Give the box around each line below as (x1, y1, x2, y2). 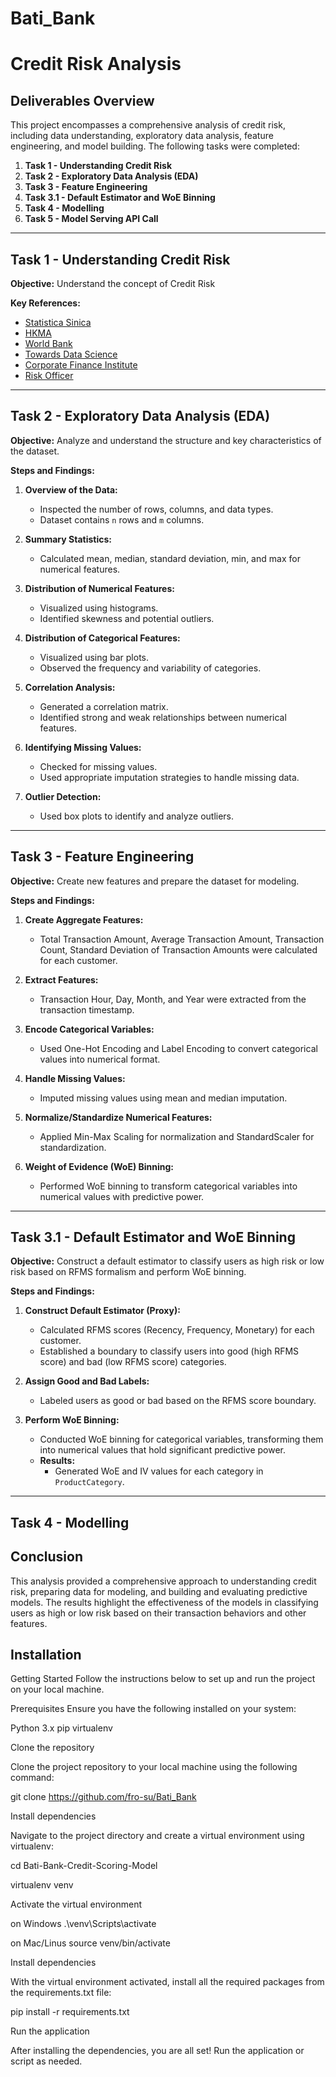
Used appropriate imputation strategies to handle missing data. (39, 771, 300, 783)
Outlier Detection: (24, 790, 102, 802)
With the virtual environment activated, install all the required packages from (10, 1976, 325, 1988)
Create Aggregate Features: (24, 913, 144, 926)
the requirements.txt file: (10, 1987, 112, 1999)
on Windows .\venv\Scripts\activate (10, 1918, 157, 1930)
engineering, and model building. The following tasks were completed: (10, 140, 300, 152)
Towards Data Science (24, 348, 118, 360)
